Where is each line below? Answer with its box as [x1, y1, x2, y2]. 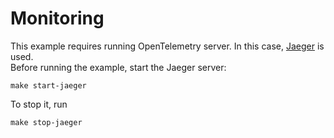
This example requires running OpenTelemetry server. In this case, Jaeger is [10, 40, 325, 52]
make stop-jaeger [10, 117, 83, 127]
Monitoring [10, 7, 105, 30]
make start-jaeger [10, 80, 87, 91]
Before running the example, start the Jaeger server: [10, 61, 227, 73]
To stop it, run [10, 98, 68, 110]
